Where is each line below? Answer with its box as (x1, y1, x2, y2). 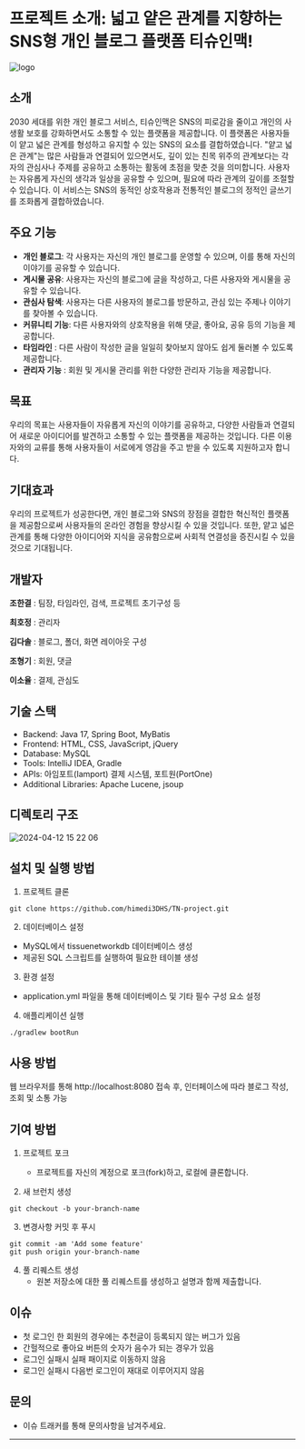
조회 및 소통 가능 (9, 1093, 68, 1104)
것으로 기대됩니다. (9, 543, 74, 554)
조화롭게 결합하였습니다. (18, 195, 104, 206)
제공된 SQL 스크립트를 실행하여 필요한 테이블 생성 (22, 952, 199, 964)
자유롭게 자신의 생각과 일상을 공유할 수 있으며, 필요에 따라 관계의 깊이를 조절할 (18, 173, 295, 184)
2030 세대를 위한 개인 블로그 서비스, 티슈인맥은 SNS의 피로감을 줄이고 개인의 (9, 115, 283, 127)
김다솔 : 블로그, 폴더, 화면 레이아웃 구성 (9, 636, 147, 646)
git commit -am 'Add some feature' (9, 1240, 144, 1249)
